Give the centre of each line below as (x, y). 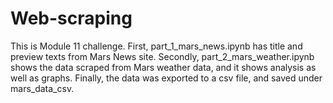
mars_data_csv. (42, 88)
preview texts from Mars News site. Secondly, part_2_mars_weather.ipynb (162, 56)
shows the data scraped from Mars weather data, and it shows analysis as (163, 67)
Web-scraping (71, 18)
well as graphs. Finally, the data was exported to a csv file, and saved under (166, 78)
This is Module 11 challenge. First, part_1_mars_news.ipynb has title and (156, 46)
